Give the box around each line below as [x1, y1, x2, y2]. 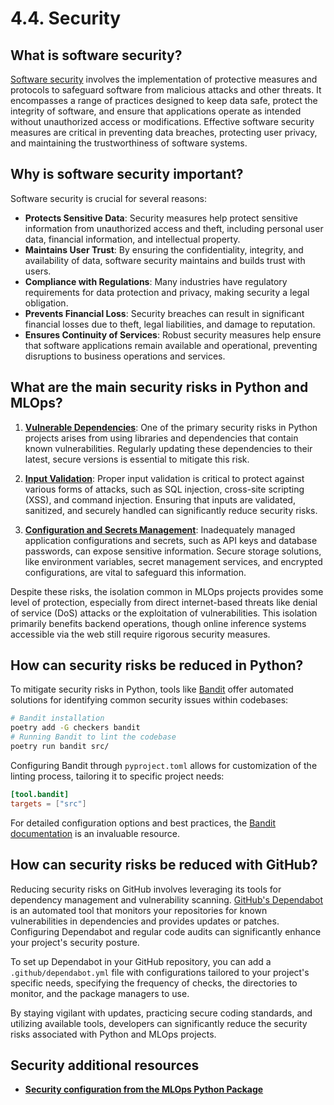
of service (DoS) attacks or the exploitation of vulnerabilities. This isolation [10, 607, 318, 619]
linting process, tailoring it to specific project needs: [10, 770, 225, 782]
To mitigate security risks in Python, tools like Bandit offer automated [10, 683, 294, 696]
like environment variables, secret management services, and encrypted [24, 555, 323, 567]
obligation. [24, 297, 69, 309]
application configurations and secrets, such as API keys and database [24, 534, 318, 546]
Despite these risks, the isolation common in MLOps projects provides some [10, 585, 324, 597]
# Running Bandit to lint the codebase [10, 732, 177, 742]
